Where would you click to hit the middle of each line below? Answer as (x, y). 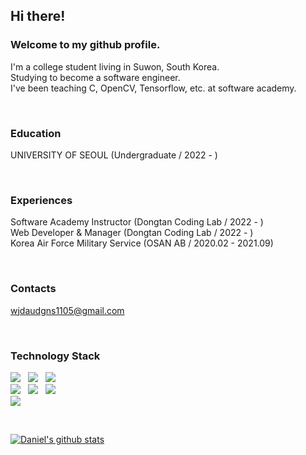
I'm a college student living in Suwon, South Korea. (115, 66)
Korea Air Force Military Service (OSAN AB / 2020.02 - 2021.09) (142, 243)
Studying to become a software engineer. (95, 77)
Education (36, 133)
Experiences (41, 200)
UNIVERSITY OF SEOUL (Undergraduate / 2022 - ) (114, 155)
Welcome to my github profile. (85, 45)
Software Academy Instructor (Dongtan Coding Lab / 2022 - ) (137, 222)
